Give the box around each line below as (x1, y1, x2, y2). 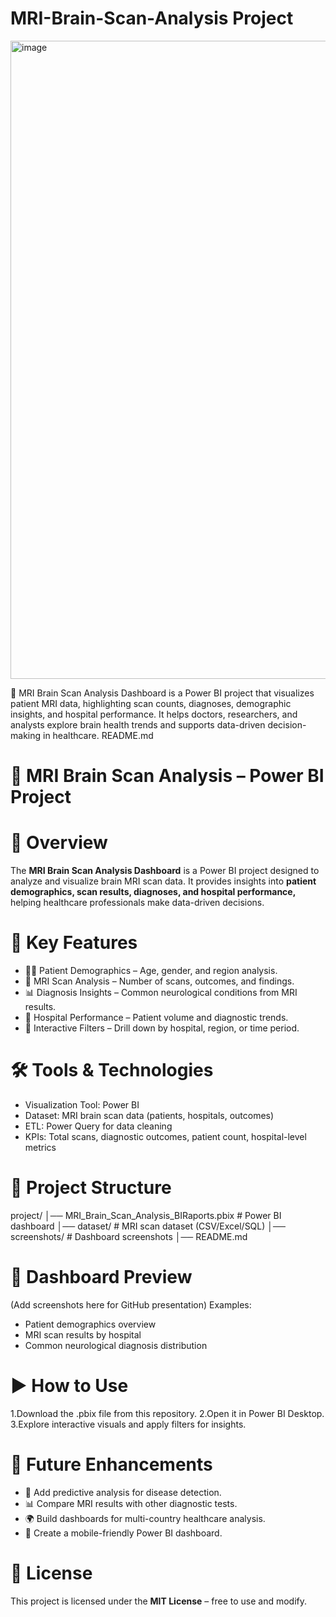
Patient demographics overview (24, 1318, 157, 1330)
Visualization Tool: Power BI (24, 1098, 140, 1111)
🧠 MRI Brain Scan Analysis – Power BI (10, 765, 325, 787)
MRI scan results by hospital (24, 1328, 142, 1341)
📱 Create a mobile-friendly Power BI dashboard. (24, 1527, 223, 1539)
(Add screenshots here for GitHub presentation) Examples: (10, 1298, 252, 1311)
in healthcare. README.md (42, 729, 154, 741)
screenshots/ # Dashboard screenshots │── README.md (10, 1230, 248, 1242)
